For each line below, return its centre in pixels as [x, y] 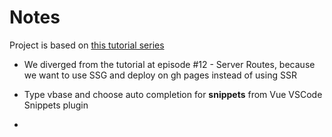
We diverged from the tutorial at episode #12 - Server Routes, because [169, 64]
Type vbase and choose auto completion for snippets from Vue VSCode [173, 94]
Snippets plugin [56, 105]
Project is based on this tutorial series [87, 45]
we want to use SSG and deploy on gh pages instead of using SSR [160, 75]
